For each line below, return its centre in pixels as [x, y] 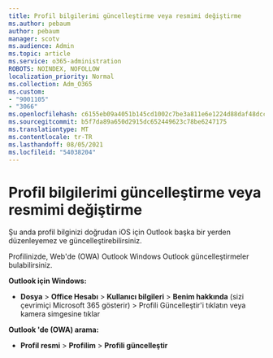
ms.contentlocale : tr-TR [50, 137]
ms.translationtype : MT [49, 129]
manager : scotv [34, 39]
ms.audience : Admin [41, 46]
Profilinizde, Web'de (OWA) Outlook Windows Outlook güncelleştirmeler [129, 256]
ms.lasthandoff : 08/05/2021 [56, 144]
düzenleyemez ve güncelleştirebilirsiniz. [75, 241]
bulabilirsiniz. [30, 265]
